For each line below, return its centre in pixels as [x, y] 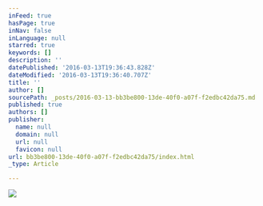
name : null [34, 127]
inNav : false [30, 30]
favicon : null [39, 149]
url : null [32, 142]
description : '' [35, 61]
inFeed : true [30, 16]
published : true [35, 105]
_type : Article [34, 164]
